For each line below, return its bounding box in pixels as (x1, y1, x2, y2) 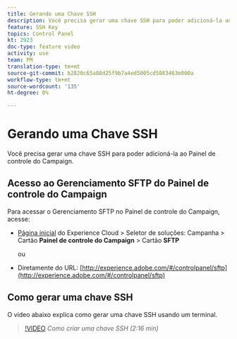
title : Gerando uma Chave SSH (7, 10, 97, 18)
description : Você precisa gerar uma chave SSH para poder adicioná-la (7, 17, 222, 24)
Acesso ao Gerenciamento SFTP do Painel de (7, 178, 209, 190)
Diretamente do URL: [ (17, 263, 83, 272)
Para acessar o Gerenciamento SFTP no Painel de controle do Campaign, (7, 207, 220, 216)
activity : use (7, 50, 49, 57)
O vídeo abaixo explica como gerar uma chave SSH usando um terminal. (7, 310, 218, 318)
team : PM (7, 57, 33, 64)
